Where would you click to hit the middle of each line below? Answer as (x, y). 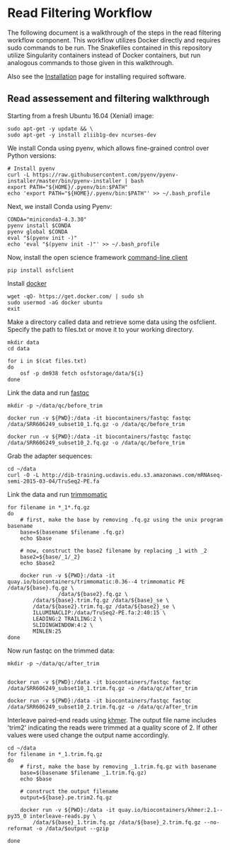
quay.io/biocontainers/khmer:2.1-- (170, 810)
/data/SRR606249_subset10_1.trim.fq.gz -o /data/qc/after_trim (103, 688)
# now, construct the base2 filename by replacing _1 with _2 (114, 551)
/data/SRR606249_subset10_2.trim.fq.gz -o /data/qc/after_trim (103, 707)
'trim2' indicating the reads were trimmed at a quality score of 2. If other (113, 728)
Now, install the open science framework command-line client (98, 257)
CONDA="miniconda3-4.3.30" (47, 219)
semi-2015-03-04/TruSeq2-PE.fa (53, 481)
